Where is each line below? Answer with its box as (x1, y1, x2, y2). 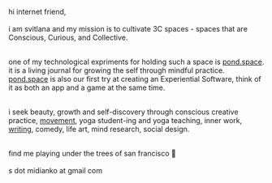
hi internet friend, (8, 7, 67, 16)
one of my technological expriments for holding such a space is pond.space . (8, 57, 265, 66)
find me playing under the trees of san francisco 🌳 (8, 149, 176, 158)
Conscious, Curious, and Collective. (8, 32, 128, 42)
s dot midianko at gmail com (8, 166, 103, 175)
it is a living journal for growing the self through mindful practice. (8, 66, 225, 75)
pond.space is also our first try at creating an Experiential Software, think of (8, 74, 261, 83)
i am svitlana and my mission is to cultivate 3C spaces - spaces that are (8, 24, 248, 33)
